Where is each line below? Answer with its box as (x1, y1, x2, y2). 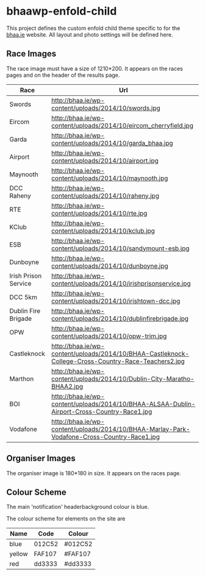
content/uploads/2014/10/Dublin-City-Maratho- (51, 374, 195, 383)
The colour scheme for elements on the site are (6, 515, 126, 522)
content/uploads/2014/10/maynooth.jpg (51, 174, 168, 182)
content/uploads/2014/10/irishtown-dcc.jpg (51, 297, 181, 305)
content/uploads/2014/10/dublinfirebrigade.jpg (51, 314, 189, 323)
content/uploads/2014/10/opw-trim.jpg (51, 331, 167, 340)
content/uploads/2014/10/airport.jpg (51, 156, 159, 165)
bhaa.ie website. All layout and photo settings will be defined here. (6, 31, 173, 38)
